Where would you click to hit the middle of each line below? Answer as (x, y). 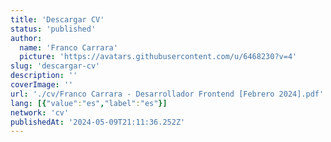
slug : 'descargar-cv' (55, 66)
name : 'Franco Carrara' (68, 47)
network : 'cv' (40, 112)
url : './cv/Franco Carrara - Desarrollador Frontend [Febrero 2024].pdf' (167, 94)
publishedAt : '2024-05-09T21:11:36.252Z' (98, 122)
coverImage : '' (42, 85)
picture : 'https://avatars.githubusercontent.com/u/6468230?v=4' (158, 57)
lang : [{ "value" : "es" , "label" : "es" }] (89, 103)
